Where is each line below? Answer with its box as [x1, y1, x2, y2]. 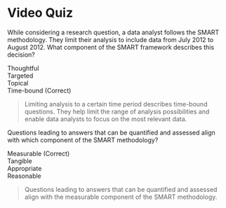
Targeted [7, 71, 34, 80]
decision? [7, 50, 35, 59]
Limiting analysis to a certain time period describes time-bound [24, 99, 208, 108]
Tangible [7, 156, 33, 165]
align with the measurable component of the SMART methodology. [24, 193, 218, 201]
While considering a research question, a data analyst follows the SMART [7, 28, 220, 36]
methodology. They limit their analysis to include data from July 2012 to [7, 35, 214, 43]
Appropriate [7, 164, 42, 172]
